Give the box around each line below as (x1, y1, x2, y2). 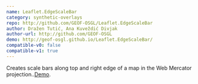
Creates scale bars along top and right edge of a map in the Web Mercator (6, 64, 192, 71)
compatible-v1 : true (6, 48, 59, 54)
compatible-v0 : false (6, 43, 61, 49)
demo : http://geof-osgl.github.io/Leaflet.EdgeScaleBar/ (6, 37, 153, 43)
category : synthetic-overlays (6, 14, 83, 20)
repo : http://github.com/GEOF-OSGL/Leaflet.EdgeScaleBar (6, 20, 153, 26)
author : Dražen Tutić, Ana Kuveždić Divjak (6, 25, 118, 32)
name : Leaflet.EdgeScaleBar (6, 8, 78, 15)
